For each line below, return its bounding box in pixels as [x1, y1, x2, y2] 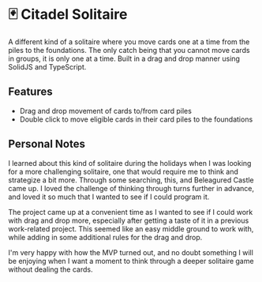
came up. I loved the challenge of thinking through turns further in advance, [8, 183, 255, 193]
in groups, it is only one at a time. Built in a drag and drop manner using [8, 54, 241, 63]
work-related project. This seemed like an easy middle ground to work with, [8, 224, 254, 233]
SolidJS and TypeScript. [8, 62, 87, 71]
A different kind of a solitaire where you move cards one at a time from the [8, 36, 250, 47]
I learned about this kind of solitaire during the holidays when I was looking [8, 158, 252, 167]
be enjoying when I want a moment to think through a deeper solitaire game [8, 256, 254, 265]
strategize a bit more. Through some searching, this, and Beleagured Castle [8, 175, 254, 185]
